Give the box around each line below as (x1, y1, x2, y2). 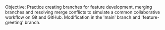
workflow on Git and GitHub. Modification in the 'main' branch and (5, 15, 140, 20)
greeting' (5, 19, 24, 25)
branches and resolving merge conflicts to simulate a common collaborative (5, 9, 160, 15)
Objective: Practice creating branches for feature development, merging (5, 4, 152, 10)
